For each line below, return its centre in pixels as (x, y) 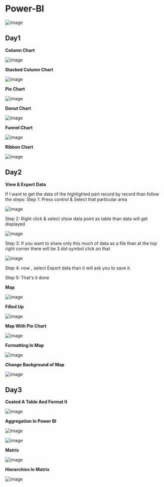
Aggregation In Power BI (31, 421)
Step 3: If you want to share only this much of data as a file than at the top (81, 243)
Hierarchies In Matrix (27, 470)
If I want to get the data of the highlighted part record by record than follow (82, 194)
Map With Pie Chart (26, 326)
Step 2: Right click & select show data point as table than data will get (77, 219)
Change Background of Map (35, 364)
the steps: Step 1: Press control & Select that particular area (66, 199)
